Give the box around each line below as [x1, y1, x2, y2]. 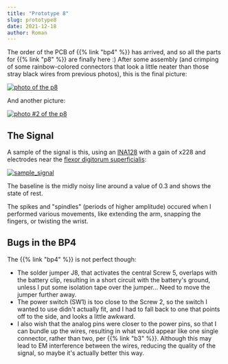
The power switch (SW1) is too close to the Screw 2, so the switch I [16, 297, 208, 306]
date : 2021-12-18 [7, 23, 57, 30]
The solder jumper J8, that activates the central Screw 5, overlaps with [16, 269, 218, 277]
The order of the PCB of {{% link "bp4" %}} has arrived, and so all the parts [7, 48, 221, 56]
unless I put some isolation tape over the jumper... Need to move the [16, 283, 211, 291]
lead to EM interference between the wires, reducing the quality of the [16, 341, 216, 350]
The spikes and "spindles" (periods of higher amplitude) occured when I [7, 203, 212, 211]
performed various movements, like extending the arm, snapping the [7, 210, 201, 218]
